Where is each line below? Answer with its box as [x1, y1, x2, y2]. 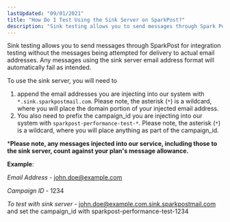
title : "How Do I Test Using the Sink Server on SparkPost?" [7, 16, 186, 23]
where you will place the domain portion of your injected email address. [16, 104, 219, 113]
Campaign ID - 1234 [7, 186, 64, 195]
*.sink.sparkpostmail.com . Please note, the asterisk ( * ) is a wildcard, [16, 97, 212, 106]
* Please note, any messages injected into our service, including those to [7, 140, 218, 148]
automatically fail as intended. [7, 63, 92, 72]
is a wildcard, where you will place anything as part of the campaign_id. [16, 126, 219, 134]
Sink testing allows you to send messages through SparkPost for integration [7, 42, 221, 50]
